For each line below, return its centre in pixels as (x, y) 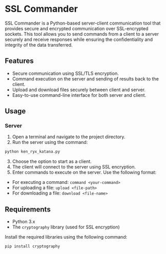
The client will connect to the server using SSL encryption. (74, 167)
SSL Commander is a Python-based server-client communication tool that (83, 23)
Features (19, 61)
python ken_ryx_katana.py (32, 152)
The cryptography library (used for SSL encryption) (66, 227)
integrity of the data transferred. (39, 45)
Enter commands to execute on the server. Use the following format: (84, 173)
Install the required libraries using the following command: (66, 237)
